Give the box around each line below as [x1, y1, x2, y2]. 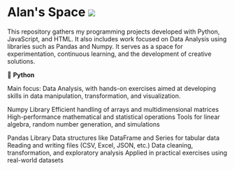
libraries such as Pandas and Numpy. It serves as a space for [7, 42, 184, 50]
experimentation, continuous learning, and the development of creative [7, 50, 212, 58]
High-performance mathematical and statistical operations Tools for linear [7, 113, 220, 121]
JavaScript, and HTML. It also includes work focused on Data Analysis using [7, 34, 227, 43]
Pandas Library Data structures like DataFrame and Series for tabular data [7, 134, 220, 142]
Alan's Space [7, 4, 86, 20]
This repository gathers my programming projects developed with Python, [7, 27, 220, 36]
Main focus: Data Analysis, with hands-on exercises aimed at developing [7, 84, 217, 92]
